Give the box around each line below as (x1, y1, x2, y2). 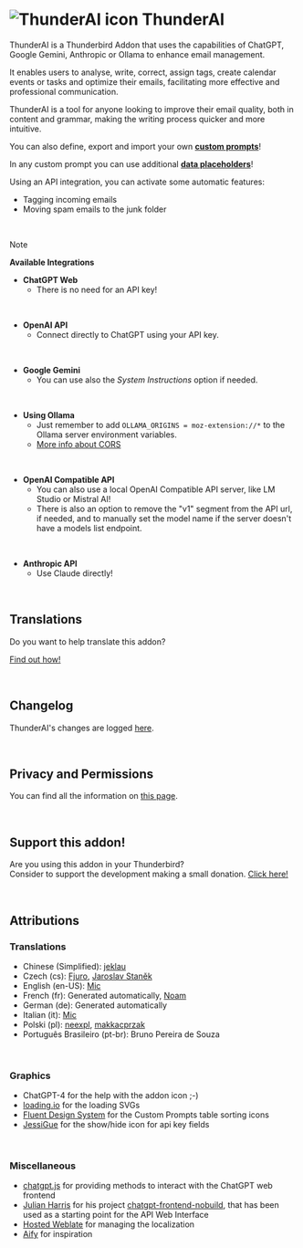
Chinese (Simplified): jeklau (22, 960, 126, 971)
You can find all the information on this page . (9, 791, 178, 802)
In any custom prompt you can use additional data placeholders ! (9, 158, 254, 169)
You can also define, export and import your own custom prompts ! (9, 141, 262, 152)
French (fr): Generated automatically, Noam (22, 990, 187, 1001)
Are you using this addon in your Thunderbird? (9, 859, 184, 870)
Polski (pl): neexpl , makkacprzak (22, 1019, 146, 1030)
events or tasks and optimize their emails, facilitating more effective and (9, 76, 280, 87)
